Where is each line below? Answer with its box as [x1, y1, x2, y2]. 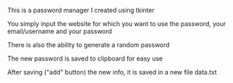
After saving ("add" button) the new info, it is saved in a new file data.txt [7, 68, 217, 76]
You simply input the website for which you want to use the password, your [7, 20, 226, 27]
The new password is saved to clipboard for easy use [7, 54, 163, 63]
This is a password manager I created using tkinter [7, 6, 155, 14]
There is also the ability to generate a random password [7, 41, 170, 49]
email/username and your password [7, 27, 112, 35]
